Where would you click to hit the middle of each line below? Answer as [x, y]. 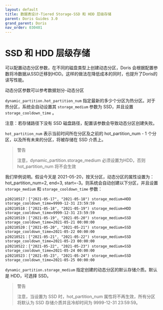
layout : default [21, 10]
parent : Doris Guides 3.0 [31, 19]
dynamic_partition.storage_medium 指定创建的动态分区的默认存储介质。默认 [81, 270]
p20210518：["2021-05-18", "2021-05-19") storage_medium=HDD [68, 209]
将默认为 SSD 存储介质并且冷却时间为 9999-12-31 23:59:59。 [79, 303]
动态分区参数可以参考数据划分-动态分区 [45, 90]
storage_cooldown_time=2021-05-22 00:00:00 [50, 232]
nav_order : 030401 [24, 28]
